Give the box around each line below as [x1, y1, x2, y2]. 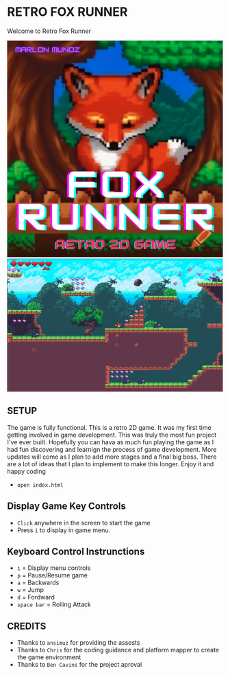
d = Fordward [16, 593, 55, 602]
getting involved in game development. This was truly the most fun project [7, 431, 217, 439]
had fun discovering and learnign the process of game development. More [7, 445, 217, 453]
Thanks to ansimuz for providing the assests [16, 639, 140, 647]
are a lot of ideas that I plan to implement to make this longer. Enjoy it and [7, 459, 214, 468]
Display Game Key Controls [7, 501, 127, 512]
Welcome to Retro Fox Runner [7, 27, 91, 35]
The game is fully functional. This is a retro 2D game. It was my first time [7, 423, 212, 431]
